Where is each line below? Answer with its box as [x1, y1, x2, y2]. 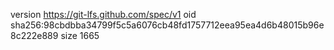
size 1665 [60, 30, 100, 41]
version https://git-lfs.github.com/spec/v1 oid [10, 9, 197, 20]
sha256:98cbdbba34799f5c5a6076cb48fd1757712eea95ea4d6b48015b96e [10, 19, 325, 31]
